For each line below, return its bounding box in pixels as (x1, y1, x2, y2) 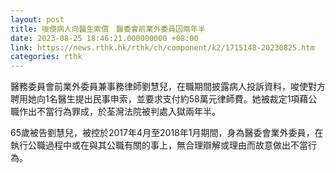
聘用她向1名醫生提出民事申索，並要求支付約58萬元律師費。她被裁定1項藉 (10, 93, 309, 105)
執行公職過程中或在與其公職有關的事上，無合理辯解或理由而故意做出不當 (10, 139, 308, 151)
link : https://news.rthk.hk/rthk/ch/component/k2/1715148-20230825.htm (10, 42, 315, 53)
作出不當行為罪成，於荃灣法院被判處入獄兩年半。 (18, 106, 221, 118)
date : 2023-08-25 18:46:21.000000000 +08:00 (10, 33, 199, 43)
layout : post (10, 14, 65, 25)
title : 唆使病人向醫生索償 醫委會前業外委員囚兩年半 (10, 24, 206, 34)
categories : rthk (10, 52, 83, 62)
